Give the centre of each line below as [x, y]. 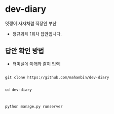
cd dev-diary [19, 90]
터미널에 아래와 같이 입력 [36, 64]
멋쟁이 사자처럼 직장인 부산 [31, 23]
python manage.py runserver [34, 106]
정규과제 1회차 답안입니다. [37, 34]
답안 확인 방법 [25, 51]
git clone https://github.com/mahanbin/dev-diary [57, 77]
